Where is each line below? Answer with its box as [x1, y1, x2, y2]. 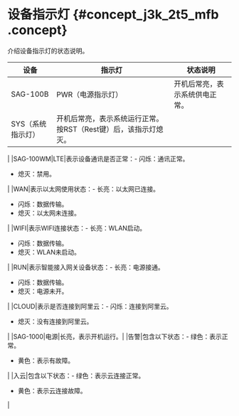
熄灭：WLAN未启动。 [17, 247, 80, 256]
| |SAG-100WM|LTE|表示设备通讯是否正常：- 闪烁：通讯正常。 [7, 154, 189, 163]
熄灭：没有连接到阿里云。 [17, 317, 93, 326]
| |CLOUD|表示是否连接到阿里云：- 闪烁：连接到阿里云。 [7, 302, 173, 310]
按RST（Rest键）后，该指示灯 [56, 124, 156, 134]
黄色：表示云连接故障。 [17, 386, 87, 395]
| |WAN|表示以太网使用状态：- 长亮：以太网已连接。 [7, 184, 160, 193]
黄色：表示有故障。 [17, 356, 75, 365]
